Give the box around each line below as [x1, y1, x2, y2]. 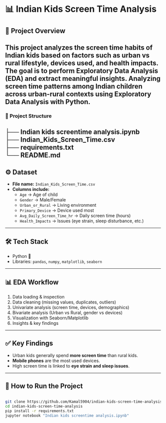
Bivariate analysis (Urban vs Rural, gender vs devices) [12, 309, 123, 315]
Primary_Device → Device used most [19, 207, 94, 213]
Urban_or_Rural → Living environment [19, 202, 96, 208]
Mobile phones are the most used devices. [12, 358, 100, 363]
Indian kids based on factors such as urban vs [5, 51, 150, 60]
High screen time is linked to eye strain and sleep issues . [12, 363, 130, 369]
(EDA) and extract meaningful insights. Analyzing [5, 74, 161, 83]
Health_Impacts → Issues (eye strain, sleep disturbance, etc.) [19, 218, 144, 224]
